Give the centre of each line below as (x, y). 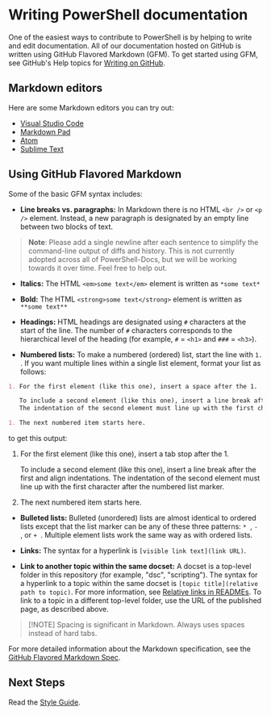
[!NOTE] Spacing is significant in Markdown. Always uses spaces (136, 625)
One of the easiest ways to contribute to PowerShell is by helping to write (130, 37)
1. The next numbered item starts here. (77, 423)
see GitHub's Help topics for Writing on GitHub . (87, 63)
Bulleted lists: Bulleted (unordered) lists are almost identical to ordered (138, 518)
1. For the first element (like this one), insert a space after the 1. (133, 386)
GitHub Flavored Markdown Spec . (65, 658)
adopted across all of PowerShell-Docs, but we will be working (132, 259)
